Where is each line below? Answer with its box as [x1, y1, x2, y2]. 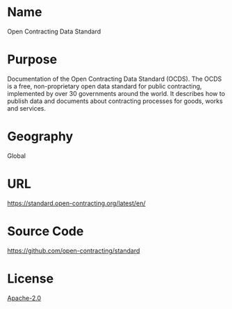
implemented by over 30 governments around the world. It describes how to [7, 89, 226, 97]
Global [7, 151, 26, 160]
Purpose [7, 51, 58, 68]
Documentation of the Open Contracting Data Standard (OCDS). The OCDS [7, 74, 222, 83]
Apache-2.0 [7, 294, 42, 302]
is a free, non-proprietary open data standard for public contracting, [7, 81, 202, 90]
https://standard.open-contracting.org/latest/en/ [7, 199, 146, 207]
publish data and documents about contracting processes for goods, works [7, 97, 224, 105]
